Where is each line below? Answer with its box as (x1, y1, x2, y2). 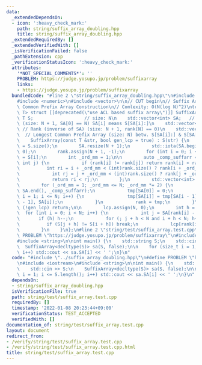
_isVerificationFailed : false (11, 48, 87, 54)
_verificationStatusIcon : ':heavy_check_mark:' (11, 59, 133, 65)
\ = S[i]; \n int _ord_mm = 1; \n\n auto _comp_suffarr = (17, 154, 198, 160)
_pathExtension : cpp (11, 54, 63, 60)
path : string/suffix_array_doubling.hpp (17, 25, 120, 32)
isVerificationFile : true (11, 288, 77, 295)
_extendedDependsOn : (11, 14, 63, 20)
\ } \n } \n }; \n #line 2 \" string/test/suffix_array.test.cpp (17, 227, 195, 233)
